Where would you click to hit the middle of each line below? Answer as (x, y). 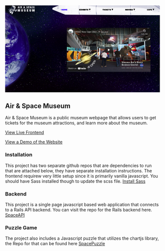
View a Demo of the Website (34, 142)
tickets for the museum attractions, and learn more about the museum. (77, 123)
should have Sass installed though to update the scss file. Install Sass (75, 181)
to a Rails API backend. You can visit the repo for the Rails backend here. (79, 210)
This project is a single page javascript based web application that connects (82, 204)
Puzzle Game (21, 227)
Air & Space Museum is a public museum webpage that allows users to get (81, 118)
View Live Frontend (25, 133)
